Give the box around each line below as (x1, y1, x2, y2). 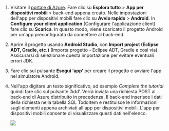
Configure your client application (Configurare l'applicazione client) (10, 20, 156, 27)
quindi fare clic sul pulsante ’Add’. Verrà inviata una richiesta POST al (10, 89, 156, 94)
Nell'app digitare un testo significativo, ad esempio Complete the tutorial (10, 83, 164, 89)
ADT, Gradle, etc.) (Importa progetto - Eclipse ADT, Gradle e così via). (10, 47, 159, 53)
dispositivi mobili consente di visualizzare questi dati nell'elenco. (10, 110, 147, 116)
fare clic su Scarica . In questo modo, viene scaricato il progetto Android (10, 26, 163, 32)
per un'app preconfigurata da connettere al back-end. (10, 32, 125, 37)
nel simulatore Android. (10, 73, 60, 79)
